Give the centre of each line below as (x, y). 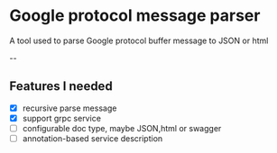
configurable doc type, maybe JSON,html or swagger (122, 128)
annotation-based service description (92, 138)
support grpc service (62, 118)
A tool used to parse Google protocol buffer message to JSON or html (139, 40)
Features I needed (61, 86)
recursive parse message (69, 108)
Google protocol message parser (135, 16)
